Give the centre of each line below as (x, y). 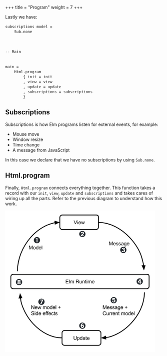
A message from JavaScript (41, 150)
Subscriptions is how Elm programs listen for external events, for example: (82, 124)
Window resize (28, 139)
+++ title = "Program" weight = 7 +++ (44, 7)
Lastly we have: (21, 17)
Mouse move (26, 134)
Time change (26, 144)
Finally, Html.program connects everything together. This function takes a (80, 188)
